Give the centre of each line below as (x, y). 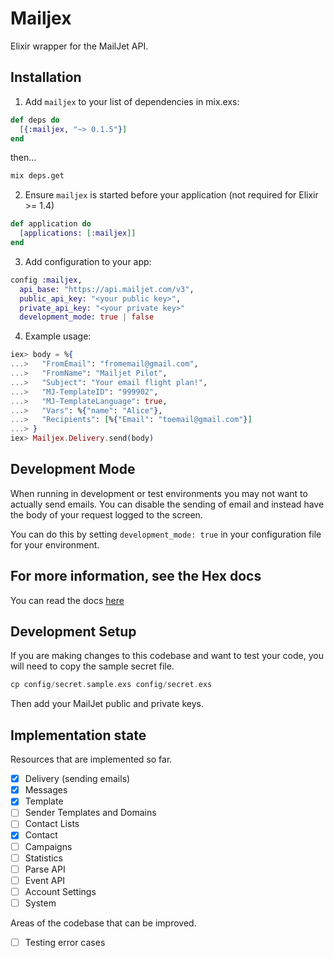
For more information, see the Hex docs (136, 576)
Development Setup (73, 632)
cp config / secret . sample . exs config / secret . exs (111, 685)
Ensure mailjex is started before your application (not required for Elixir (171, 195)
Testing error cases (65, 942)
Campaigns (48, 846)
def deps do (35, 120)
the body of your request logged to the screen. (106, 514)
